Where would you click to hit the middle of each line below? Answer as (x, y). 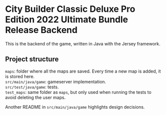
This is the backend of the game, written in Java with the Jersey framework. (83, 43)
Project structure (32, 59)
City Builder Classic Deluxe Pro (70, 9)
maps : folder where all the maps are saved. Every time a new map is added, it (83, 71)
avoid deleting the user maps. (35, 97)
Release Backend (41, 30)
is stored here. (20, 76)
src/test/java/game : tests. (32, 87)
